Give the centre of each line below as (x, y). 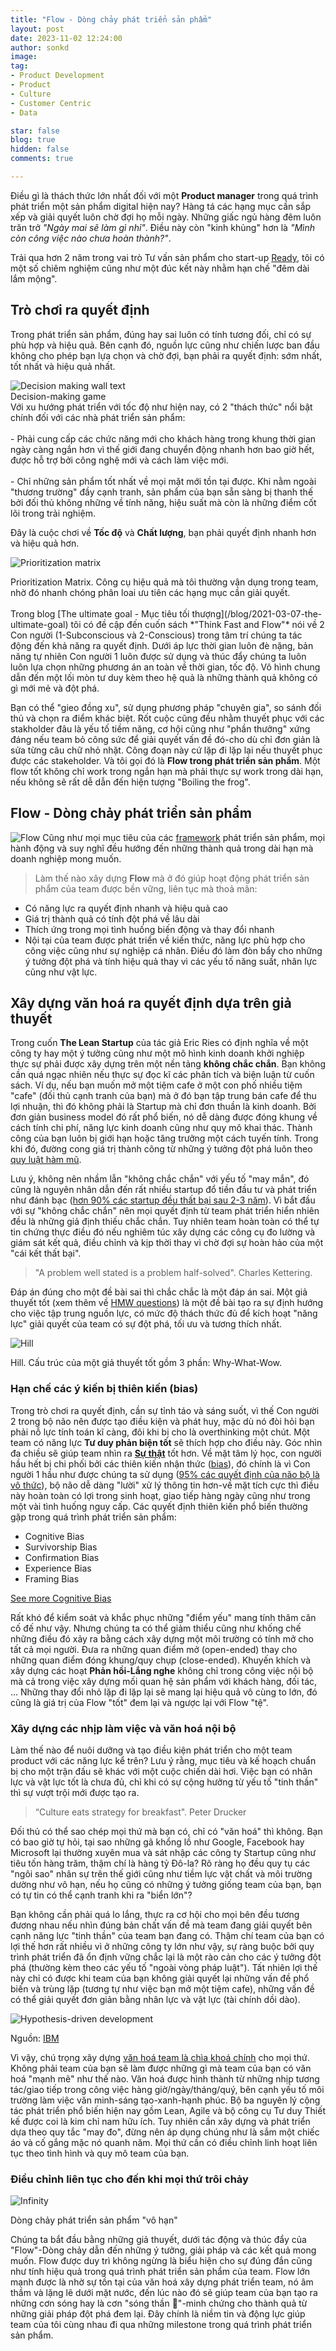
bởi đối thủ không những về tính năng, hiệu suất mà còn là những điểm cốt (163, 502)
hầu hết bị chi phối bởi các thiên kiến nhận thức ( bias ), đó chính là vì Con (160, 1463)
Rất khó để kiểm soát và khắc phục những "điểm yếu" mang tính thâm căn (163, 1617)
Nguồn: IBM (35, 2038)
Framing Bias (52, 1578)
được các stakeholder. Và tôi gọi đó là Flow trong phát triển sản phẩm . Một (165, 760)
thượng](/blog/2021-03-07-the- (257, 613)
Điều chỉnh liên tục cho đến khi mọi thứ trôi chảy (129, 2179)
